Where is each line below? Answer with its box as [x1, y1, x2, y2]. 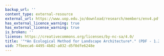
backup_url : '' [5, 7, 36, 12]
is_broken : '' [5, 30, 34, 35]
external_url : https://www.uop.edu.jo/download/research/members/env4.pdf [5, 16, 161, 21]
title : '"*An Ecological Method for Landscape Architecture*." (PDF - [5, 39, 152, 44]
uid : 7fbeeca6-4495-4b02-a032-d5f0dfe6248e [5, 43, 95, 48]
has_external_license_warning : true [5, 25, 80, 30]
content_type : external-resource [5, 12, 73, 17]
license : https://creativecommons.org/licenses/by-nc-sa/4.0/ [5, 35, 134, 39]
